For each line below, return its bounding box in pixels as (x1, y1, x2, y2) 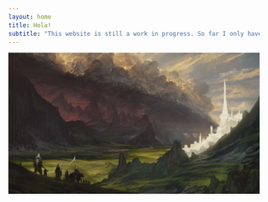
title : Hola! (8, 21, 52, 29)
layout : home (8, 13, 52, 21)
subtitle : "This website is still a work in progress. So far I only (8, 29, 245, 37)
